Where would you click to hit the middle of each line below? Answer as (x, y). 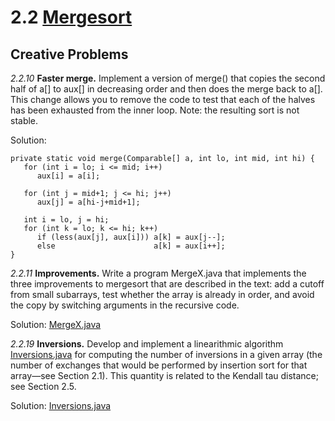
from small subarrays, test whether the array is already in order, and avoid (162, 294)
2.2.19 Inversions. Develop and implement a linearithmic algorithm (147, 344)
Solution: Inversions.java (61, 405)
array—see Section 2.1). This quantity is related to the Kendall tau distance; (164, 375)
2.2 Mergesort (71, 17)
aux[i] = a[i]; (68, 176)
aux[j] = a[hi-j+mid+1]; (88, 202)
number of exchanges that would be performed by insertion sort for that (159, 365)
